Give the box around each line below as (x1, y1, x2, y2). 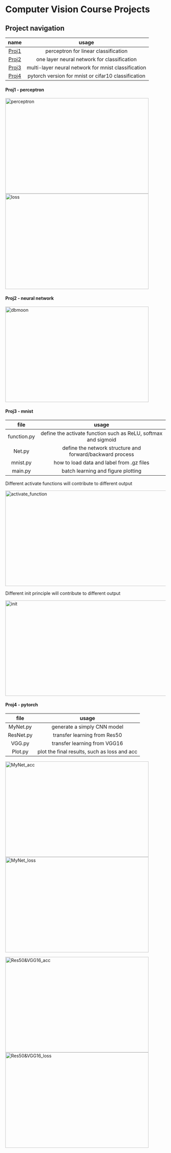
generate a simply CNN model (51, 723, 124, 730)
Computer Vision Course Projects (5, 4, 150, 15)
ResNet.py (8, 731, 33, 738)
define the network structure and (62, 444, 141, 451)
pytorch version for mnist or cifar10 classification (27, 72, 146, 79)
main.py (12, 467, 31, 474)
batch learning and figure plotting (62, 467, 141, 474)
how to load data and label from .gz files (53, 459, 150, 466)
